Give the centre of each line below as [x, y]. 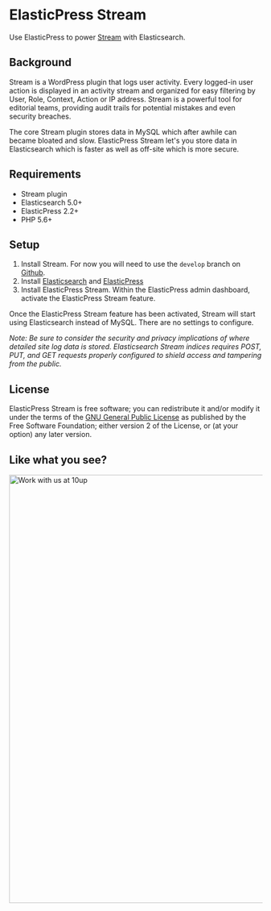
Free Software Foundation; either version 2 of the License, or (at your [124, 426]
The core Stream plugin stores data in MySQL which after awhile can [123, 131]
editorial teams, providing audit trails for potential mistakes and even [122, 107]
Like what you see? [58, 460]
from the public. [36, 364]
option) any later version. [50, 435]
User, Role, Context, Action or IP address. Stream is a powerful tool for [125, 99]
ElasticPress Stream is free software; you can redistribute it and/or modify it [135, 409]
